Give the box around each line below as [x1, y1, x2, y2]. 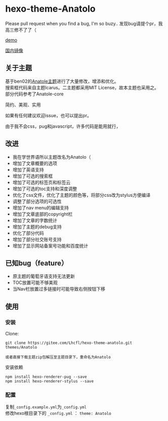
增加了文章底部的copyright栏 [12, 211, 73, 217]
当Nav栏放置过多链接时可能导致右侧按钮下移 [12, 286, 105, 292]
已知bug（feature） [5, 259, 68, 267]
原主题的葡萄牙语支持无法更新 [12, 273, 75, 279]
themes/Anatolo [5, 345, 37, 350]
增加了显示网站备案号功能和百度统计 [12, 242, 89, 249]
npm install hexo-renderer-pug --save [5, 374, 87, 379]
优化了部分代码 [12, 230, 44, 236]
